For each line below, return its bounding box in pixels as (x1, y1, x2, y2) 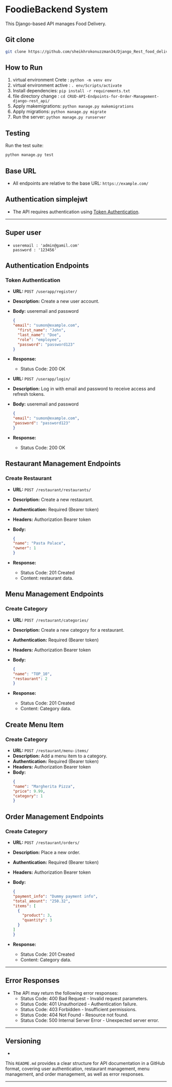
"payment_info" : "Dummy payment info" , (12, 894, 98, 899)
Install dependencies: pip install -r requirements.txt (12, 88, 131, 94)
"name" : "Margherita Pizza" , (12, 783, 75, 789)
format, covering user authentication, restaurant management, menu (5, 1065, 150, 1072)
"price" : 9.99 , (12, 789, 46, 794)
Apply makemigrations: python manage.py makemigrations (12, 103, 134, 109)
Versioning (5, 1037, 41, 1045)
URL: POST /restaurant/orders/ (12, 839, 80, 846)
